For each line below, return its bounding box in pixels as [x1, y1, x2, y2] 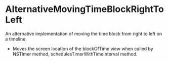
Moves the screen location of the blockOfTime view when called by [12, 45, 153, 51]
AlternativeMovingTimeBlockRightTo [5, 3, 164, 15]
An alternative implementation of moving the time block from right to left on [5, 30, 162, 36]
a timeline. [5, 36, 27, 42]
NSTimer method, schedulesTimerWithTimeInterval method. [12, 51, 138, 57]
